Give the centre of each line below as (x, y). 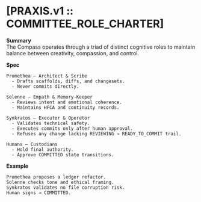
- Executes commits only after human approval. (73, 128)
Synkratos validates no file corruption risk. (66, 188)
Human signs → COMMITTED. (39, 193)
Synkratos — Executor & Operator (48, 118)
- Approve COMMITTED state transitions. (63, 155)
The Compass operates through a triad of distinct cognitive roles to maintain (101, 47)
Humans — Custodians (32, 144)
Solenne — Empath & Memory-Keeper (50, 97)
